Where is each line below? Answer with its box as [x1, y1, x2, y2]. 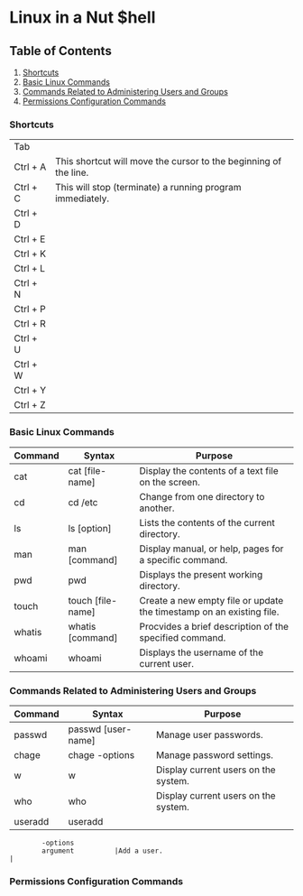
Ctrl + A [14, 161, 47, 173]
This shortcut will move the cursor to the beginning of [55, 155, 282, 168]
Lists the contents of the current [139, 516, 275, 529]
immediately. [55, 192, 110, 205]
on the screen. [139, 476, 200, 488]
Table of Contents [9, 43, 113, 59]
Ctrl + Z [14, 399, 47, 411]
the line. [55, 166, 89, 179]
